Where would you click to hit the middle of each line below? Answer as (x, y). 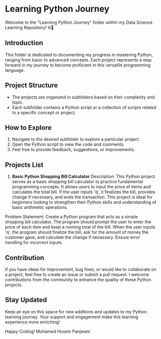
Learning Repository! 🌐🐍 (29, 27)
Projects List (24, 165)
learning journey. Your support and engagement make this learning (72, 317)
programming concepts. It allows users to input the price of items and (81, 187)
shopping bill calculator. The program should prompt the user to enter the (78, 222)
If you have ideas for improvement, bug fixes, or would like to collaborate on (81, 269)
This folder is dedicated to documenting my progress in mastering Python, (79, 55)
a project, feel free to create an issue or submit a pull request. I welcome (77, 274)
